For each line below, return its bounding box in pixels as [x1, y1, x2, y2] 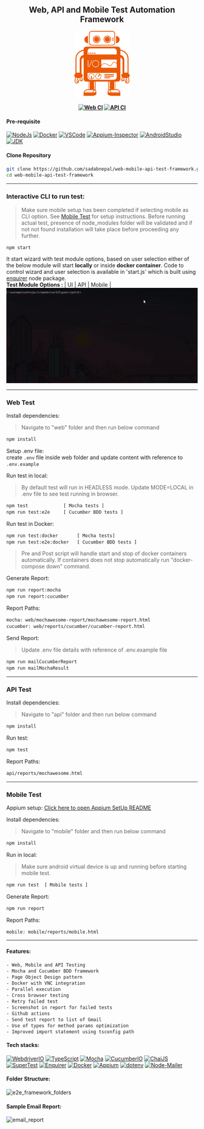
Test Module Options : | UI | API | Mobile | [6, 281, 111, 288]
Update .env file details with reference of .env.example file [21, 646, 168, 653]
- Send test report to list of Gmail [6, 1017, 102, 1023]
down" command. [46, 563, 91, 570]
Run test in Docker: [6, 520, 54, 527]
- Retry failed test [6, 998, 59, 1005]
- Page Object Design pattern [6, 974, 83, 980]
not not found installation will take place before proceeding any [21, 225, 179, 233]
